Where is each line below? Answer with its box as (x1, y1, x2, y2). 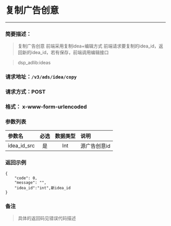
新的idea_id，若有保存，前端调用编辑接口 (22, 49, 109, 56)
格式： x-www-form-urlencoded (5, 103, 88, 110)
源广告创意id (80, 142, 111, 149)
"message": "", (14, 180, 47, 185)
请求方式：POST (5, 88, 46, 95)
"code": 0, (14, 175, 38, 181)
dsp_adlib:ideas (17, 60, 51, 66)
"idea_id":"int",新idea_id (14, 185, 71, 190)
